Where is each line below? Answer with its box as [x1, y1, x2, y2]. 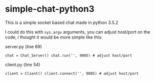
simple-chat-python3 [5, 3, 94, 15]
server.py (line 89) [5, 43, 43, 49]
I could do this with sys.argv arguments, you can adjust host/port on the [5, 29, 151, 35]
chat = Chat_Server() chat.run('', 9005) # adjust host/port [5, 53, 133, 58]
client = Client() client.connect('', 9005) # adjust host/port [5, 71, 139, 76]
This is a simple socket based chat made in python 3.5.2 [5, 20, 118, 25]
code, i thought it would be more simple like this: [5, 34, 103, 40]
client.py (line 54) [5, 61, 41, 67]
